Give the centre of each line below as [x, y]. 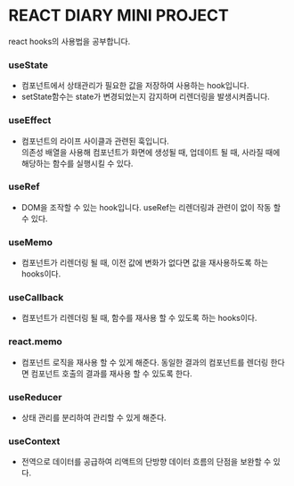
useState [28, 65]
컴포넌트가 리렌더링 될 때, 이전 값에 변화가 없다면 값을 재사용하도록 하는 [145, 263]
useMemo [31, 242]
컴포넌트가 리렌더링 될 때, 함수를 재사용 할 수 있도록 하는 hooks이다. [139, 318]
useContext [34, 441]
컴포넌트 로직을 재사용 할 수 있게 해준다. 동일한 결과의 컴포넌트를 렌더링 [145, 362]
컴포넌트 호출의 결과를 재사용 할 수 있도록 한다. [111, 373]
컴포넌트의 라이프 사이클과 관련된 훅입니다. [95, 141]
